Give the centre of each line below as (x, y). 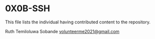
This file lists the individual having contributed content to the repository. (78, 22)
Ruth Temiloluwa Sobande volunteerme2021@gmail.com (62, 31)
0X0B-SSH (28, 9)
